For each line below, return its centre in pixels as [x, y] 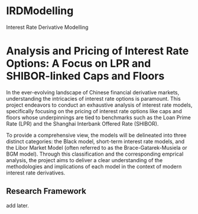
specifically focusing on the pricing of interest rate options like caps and [94, 111]
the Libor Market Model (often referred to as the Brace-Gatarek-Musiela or [97, 147]
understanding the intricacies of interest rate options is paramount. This [94, 98]
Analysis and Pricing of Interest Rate [98, 51]
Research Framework [46, 191]
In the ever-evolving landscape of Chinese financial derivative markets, [93, 92]
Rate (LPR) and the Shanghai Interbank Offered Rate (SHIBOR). [82, 124]
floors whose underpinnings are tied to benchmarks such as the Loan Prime [98, 117]
